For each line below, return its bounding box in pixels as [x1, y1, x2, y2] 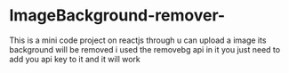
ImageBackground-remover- [9, 5, 226, 26]
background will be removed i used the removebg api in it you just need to [9, 44, 281, 54]
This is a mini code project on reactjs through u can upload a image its [9, 35, 267, 45]
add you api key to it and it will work [9, 53, 140, 64]
